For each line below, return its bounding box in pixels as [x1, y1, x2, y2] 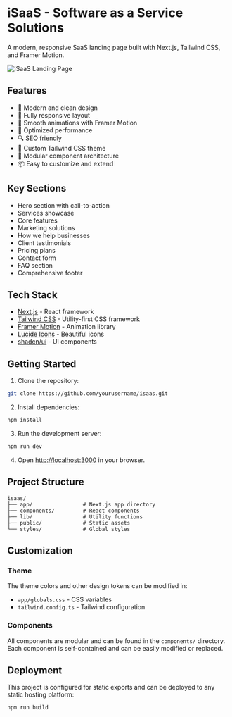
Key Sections [7, 182, 67, 194]
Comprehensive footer [17, 268, 83, 277]
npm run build [7, 704, 49, 711]
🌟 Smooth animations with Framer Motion [17, 118, 138, 127]
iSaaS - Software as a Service [7, 5, 183, 21]
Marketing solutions [17, 223, 75, 232]
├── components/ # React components [7, 507, 140, 514]
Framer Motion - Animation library [17, 323, 116, 331]
